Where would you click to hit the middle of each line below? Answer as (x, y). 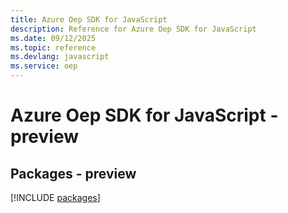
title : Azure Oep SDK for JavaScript (89, 19)
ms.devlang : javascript (60, 57)
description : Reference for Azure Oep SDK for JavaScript (133, 29)
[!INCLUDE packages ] (55, 197)
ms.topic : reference (53, 47)
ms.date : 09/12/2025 (53, 38)
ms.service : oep (44, 66)
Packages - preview (73, 173)
